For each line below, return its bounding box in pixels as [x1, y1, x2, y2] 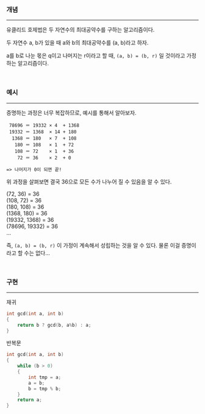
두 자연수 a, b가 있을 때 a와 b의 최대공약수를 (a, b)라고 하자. [6, 39, 149, 46]
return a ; [17, 397, 43, 403]
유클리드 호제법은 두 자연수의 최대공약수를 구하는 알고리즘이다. [6, 26, 155, 34]
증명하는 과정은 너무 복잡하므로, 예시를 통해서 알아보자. [6, 109, 137, 116]
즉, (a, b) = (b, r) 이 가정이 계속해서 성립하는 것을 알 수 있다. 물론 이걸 [6, 241, 181, 249]
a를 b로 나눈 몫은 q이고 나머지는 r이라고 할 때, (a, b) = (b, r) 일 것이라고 [6, 52, 185, 59]
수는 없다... [24, 249, 51, 257]
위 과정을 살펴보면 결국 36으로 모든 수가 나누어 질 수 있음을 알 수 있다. [6, 178, 172, 185]
